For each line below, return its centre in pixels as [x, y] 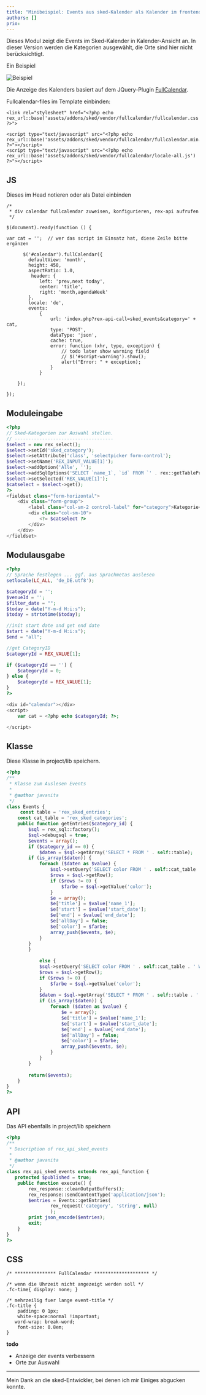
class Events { [26, 807]
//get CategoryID [29, 648]
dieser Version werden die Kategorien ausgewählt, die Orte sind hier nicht [100, 47]
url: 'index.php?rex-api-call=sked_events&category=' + [123, 319]
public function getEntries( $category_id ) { [75, 824]
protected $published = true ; [53, 1177]
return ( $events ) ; [50, 1075]
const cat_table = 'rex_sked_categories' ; [72, 818]
